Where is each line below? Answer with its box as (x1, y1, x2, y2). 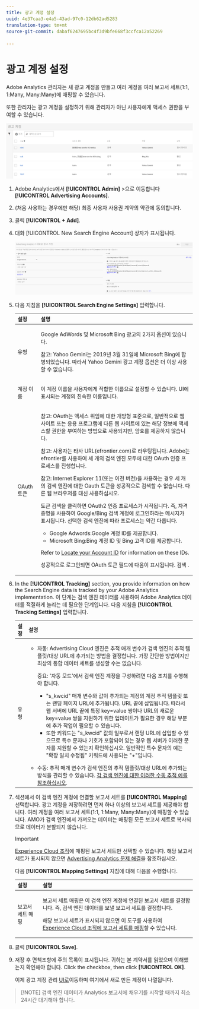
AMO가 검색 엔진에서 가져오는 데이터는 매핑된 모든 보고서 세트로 (27, 815, 176, 823)
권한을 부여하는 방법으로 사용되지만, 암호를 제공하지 (51, 428, 170, 435)
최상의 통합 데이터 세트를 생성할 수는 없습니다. (37, 660, 143, 667)
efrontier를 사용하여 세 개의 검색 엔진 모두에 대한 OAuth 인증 (40, 455, 181, 462)
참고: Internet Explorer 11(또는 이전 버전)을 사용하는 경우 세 (40, 475, 180, 482)
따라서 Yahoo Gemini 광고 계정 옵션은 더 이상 (72, 358, 176, 365)
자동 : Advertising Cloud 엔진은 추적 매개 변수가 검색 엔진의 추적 (37, 645, 185, 652)
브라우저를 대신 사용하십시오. (53, 490, 120, 497)
